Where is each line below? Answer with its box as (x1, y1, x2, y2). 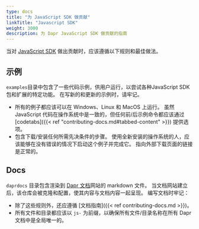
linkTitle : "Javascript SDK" (6, 20, 78, 25)
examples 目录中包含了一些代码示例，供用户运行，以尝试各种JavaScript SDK (6, 83, 190, 91)
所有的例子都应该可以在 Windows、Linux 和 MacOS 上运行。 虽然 (14, 103, 175, 110)
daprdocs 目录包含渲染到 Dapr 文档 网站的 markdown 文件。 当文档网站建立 (6, 182, 188, 189)
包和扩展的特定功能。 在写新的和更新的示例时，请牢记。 (6, 91, 143, 98)
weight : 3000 (6, 25, 38, 31)
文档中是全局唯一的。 (14, 217, 67, 224)
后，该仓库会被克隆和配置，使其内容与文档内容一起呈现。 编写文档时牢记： (6, 189, 190, 196)
